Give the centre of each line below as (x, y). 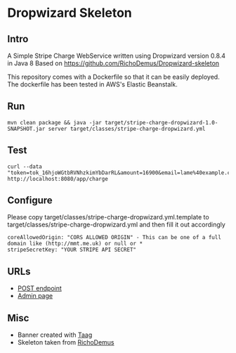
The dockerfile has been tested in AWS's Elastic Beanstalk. (92, 84)
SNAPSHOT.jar (26, 129)
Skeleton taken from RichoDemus (66, 342)
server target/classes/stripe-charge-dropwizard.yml (127, 129)
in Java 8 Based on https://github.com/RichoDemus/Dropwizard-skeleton (113, 63)
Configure (30, 201)
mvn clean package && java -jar (54, 122)
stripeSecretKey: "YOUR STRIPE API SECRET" (72, 250)
